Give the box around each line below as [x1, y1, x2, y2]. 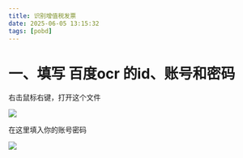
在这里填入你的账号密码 [8, 125, 87, 135]
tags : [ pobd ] [8, 27, 53, 35]
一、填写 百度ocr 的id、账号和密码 [8, 64, 236, 83]
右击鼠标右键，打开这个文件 [8, 92, 101, 102]
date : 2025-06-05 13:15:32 [8, 19, 100, 28]
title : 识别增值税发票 [8, 11, 77, 20]
